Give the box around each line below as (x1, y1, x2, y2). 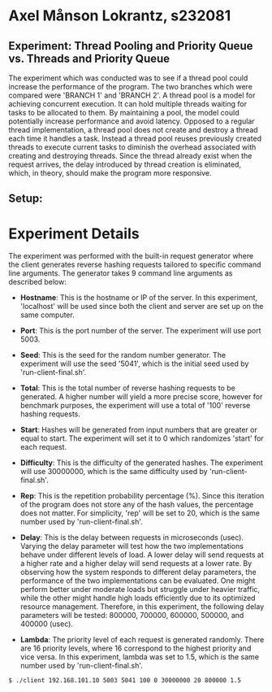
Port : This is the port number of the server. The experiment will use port (19, 326, 261, 336)
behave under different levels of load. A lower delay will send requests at (19, 550, 264, 559)
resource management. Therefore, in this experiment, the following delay (19, 602, 265, 611)
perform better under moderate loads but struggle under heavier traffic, (19, 585, 261, 594)
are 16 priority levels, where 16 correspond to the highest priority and (19, 643, 252, 653)
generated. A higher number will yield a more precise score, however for (19, 392, 263, 402)
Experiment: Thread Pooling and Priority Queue (8, 39, 253, 53)
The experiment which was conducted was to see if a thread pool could (8, 73, 248, 83)
